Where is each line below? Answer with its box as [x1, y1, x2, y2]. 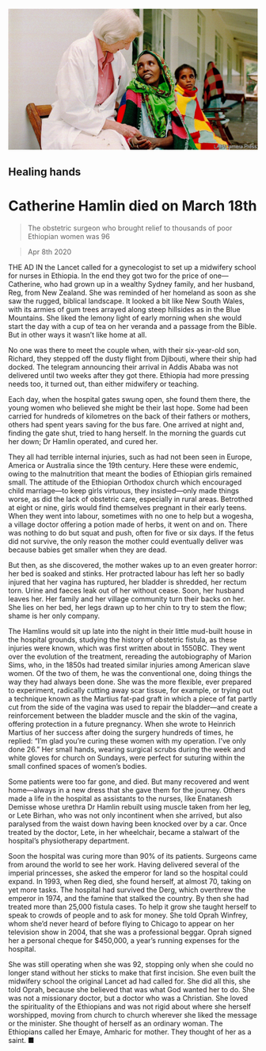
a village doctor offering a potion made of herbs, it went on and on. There [8, 520, 248, 529]
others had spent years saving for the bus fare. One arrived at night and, [8, 419, 245, 429]
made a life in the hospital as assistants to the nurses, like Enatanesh [8, 794, 232, 803]
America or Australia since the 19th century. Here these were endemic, [8, 460, 239, 469]
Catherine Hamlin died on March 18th [8, 197, 257, 215]
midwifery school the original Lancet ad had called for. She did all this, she [8, 976, 251, 986]
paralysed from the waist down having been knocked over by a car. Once [8, 819, 247, 829]
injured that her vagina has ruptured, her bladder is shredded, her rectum [8, 577, 247, 586]
